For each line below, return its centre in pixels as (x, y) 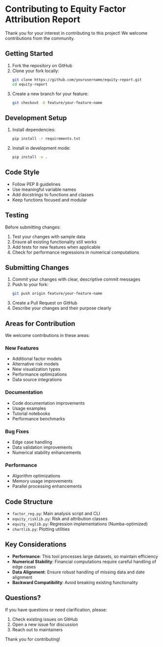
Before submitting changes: (33, 227)
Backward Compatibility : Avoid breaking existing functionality (75, 582)
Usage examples (29, 408)
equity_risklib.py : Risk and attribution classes (60, 519)
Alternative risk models (35, 364)
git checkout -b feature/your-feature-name (57, 103)
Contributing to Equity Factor (66, 9)
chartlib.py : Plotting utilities (41, 529)
